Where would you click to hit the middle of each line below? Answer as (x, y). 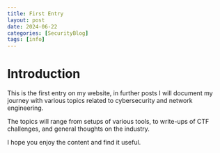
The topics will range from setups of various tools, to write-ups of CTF (108, 122)
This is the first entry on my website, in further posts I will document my (110, 93)
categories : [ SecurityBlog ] (48, 33)
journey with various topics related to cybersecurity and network (100, 101)
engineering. (25, 108)
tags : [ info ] (26, 40)
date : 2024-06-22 (32, 26)
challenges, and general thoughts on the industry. (78, 129)
